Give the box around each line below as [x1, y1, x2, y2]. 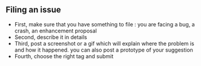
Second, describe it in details [14, 33, 87, 41]
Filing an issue [5, 5, 61, 15]
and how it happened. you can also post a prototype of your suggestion [14, 46, 193, 53]
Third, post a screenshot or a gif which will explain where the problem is [14, 40, 194, 47]
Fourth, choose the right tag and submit [14, 52, 114, 59]
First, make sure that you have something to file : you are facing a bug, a [14, 20, 195, 28]
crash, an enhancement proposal [14, 27, 97, 34]
